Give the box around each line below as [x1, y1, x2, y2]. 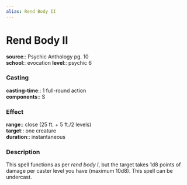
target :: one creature [6, 127, 57, 134]
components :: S [6, 93, 46, 100]
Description [6, 148, 40, 156]
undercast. [6, 173, 32, 181]
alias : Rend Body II [6, 8, 57, 15]
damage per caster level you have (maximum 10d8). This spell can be [6, 167, 174, 174]
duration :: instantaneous [6, 134, 66, 141]
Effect [6, 107, 24, 116]
